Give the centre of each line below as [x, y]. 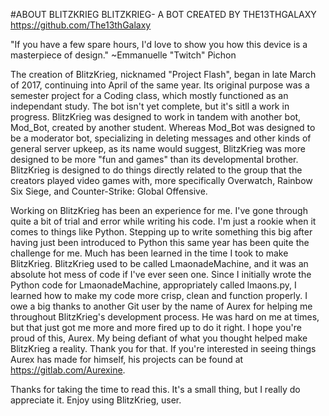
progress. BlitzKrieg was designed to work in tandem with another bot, [156, 117]
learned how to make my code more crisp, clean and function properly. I [159, 295]
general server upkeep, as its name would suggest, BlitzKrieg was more [158, 148]
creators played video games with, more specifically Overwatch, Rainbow [161, 180]
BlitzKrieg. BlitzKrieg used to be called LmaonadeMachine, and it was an [159, 263]
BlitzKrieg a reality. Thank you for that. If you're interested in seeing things [163, 348]
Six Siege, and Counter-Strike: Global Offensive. [109, 191]
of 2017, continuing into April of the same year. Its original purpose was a [160, 85]
